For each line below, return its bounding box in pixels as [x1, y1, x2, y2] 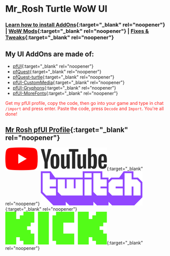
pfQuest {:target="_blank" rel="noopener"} [12, 68, 101, 74]
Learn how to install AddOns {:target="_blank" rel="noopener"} [5, 21, 166, 29]
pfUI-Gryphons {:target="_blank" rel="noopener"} [12, 84, 117, 91]
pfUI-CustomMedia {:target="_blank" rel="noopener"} [12, 79, 125, 86]
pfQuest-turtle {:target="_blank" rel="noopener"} [12, 74, 115, 80]
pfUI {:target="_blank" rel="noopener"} [12, 63, 94, 69]
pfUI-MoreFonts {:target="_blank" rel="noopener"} [12, 90, 118, 96]
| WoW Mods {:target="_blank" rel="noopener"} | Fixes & [5, 27, 149, 35]
